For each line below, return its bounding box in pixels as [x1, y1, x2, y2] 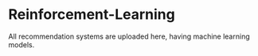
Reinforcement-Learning [8, 6, 175, 24]
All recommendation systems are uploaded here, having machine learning [8, 32, 250, 41]
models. [8, 39, 35, 49]
